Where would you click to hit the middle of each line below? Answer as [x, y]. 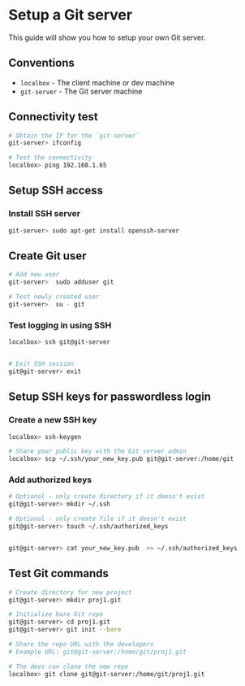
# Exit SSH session [41, 364]
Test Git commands [59, 573]
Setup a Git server [70, 15]
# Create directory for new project [70, 592]
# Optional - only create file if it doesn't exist [97, 519]
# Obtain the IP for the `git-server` [74, 136]
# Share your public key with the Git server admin [97, 452]
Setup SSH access [56, 191]
